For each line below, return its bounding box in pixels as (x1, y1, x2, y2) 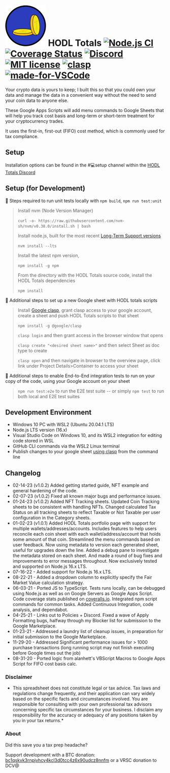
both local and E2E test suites (17, 393, 80, 399)
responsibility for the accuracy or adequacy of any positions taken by (12, 712, 158, 718)
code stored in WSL (12, 438, 54, 444)
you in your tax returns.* (12, 717, 64, 724)
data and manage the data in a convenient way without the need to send (5, 92, 156, 98)
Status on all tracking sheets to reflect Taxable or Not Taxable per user (12, 509, 161, 515)
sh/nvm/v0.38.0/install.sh (17, 224, 75, 229)
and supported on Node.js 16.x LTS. (12, 563, 87, 570)
